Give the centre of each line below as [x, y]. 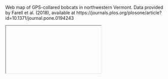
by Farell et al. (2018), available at [40, 13]
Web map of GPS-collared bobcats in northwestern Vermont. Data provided [84, 7]
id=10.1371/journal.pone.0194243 [40, 18]
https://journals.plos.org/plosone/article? [119, 13]
